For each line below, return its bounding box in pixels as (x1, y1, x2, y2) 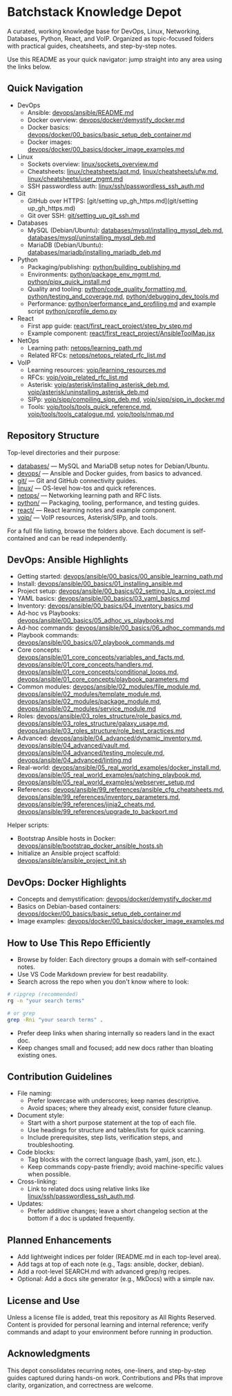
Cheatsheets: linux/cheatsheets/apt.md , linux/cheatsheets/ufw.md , (27, 167, 219, 175)
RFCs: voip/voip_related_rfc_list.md (27, 373, 128, 381)
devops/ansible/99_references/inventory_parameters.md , (17, 793, 181, 801)
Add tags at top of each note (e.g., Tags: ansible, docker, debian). (17, 1260, 204, 1269)
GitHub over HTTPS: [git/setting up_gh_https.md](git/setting (27, 197, 198, 205)
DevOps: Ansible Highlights (7, 554, 129, 565)
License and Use (7, 1295, 80, 1307)
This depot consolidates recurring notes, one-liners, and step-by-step (7, 1366, 206, 1375)
